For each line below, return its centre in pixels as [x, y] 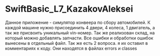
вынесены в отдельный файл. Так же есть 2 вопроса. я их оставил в [77, 43]
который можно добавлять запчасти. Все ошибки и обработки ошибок [79, 38]
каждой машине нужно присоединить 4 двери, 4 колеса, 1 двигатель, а [80, 27]
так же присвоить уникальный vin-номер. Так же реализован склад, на [80, 33]
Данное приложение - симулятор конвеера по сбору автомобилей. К [78, 22]
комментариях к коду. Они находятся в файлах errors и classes [71, 48]
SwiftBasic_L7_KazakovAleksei [69, 9]
